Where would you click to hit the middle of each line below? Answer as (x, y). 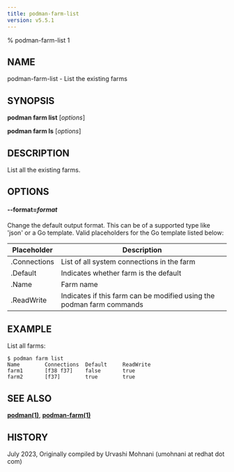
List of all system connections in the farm (128, 261)
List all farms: (26, 346)
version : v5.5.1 (31, 20)
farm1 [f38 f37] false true (71, 371)
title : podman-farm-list (43, 14)
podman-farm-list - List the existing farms (67, 79)
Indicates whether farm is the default (121, 273)
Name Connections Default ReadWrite (79, 365)
